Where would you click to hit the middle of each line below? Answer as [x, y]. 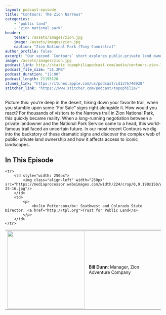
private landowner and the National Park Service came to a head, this [76, 123]
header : [13, 33]
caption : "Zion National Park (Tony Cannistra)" [65, 47]
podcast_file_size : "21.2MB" [35, 70]
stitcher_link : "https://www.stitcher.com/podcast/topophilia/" [73, 88]
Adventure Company [110, 272]
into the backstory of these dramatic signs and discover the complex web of [83, 134]
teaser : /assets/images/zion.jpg [48, 38]
